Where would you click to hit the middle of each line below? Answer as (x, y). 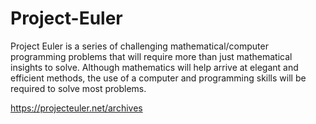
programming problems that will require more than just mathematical (151, 56)
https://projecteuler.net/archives (76, 108)
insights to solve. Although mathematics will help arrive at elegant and (154, 67)
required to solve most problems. (78, 88)
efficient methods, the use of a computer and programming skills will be (158, 78)
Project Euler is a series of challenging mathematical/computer (139, 46)
